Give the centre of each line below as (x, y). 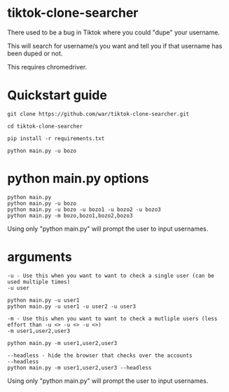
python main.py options (78, 178)
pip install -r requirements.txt (56, 138)
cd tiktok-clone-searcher (45, 126)
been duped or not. (35, 53)
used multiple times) (39, 282)
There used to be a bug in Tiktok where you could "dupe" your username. (114, 32)
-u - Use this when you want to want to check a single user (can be (111, 276)
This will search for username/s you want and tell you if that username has (115, 46)
